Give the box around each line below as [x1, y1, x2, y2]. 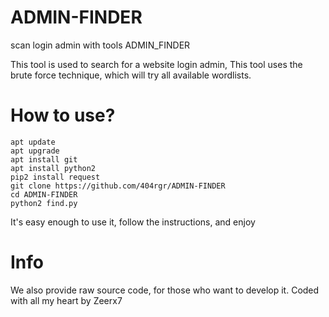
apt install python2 [10, 163, 97, 173]
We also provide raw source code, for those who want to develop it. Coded [10, 284, 320, 296]
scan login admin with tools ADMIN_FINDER [10, 39, 191, 51]
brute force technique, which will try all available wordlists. [10, 69, 252, 81]
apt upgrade [10, 146, 60, 156]
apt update [10, 137, 56, 147]
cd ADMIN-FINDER [10, 189, 78, 200]
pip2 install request [10, 172, 101, 182]
